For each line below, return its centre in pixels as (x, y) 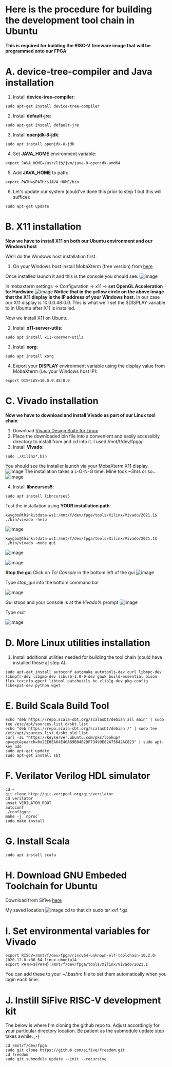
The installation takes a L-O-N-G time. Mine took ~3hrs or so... (91, 471)
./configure (18, 812)
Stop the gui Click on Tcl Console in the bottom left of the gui (70, 572)
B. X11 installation (43, 227)
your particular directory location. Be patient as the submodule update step (85, 1031)
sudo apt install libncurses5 (38, 496)
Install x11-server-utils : (37, 328)
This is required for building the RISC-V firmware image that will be (78, 45)
